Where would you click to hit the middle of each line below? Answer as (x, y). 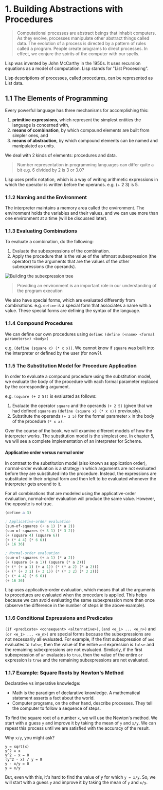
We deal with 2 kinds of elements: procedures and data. (61, 155)
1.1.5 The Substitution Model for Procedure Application (71, 365)
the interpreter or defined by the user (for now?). (54, 353)
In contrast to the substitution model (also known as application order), (76, 463)
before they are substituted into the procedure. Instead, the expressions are (81, 474)
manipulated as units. (33, 146)
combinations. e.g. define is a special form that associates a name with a (78, 305)
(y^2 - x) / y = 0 (24, 759)
